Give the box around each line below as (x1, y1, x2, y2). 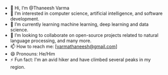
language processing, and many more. (10, 38, 92, 44)
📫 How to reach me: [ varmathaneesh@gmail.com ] (10, 44, 118, 49)
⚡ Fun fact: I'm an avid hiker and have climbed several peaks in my (10, 57, 151, 63)
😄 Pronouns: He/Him (10, 51, 55, 57)
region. (10, 64, 26, 70)
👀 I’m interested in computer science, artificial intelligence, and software (10, 10, 163, 16)
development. (10, 16, 39, 22)
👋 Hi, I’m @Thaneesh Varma (10, 5, 70, 11)
